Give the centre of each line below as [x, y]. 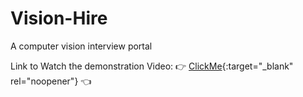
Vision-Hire [59, 18]
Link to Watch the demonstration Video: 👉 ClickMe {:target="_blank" [152, 66]
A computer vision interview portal [81, 46]
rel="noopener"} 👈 [51, 81]
